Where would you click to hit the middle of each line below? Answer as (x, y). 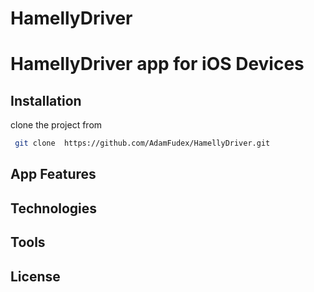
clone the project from (56, 125)
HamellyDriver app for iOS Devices (157, 64)
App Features (53, 174)
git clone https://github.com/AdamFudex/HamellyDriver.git (142, 143)
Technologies (54, 208)
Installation (46, 100)
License (35, 276)
